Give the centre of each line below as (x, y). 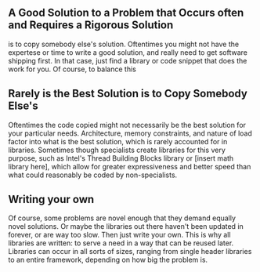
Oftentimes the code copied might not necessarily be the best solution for (127, 125)
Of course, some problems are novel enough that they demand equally (122, 218)
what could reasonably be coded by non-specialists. (93, 175)
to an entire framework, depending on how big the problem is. (108, 260)
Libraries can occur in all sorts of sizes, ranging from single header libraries (130, 252)
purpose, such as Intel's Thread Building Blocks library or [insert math (121, 158)
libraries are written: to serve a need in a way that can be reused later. (121, 243)
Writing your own (51, 199)
